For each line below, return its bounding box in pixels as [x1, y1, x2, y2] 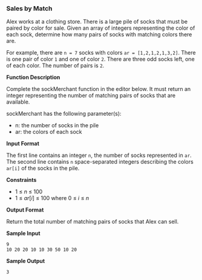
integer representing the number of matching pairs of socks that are [6, 92, 176, 99]
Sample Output [6, 258, 45, 265]
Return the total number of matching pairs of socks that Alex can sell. [6, 218, 179, 225]
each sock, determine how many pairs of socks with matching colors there [6, 31, 192, 38]
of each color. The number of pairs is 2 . [6, 62, 105, 69]
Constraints [6, 176, 37, 184]
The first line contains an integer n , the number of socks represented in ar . [6, 152, 192, 159]
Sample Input [6, 230, 41, 237]
